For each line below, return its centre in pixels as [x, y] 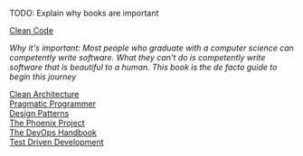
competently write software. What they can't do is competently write [137, 57]
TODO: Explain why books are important [84, 13]
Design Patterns [39, 113]
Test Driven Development [57, 142]
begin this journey [43, 77]
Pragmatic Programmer [53, 104]
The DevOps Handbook [53, 133]
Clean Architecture [44, 94]
